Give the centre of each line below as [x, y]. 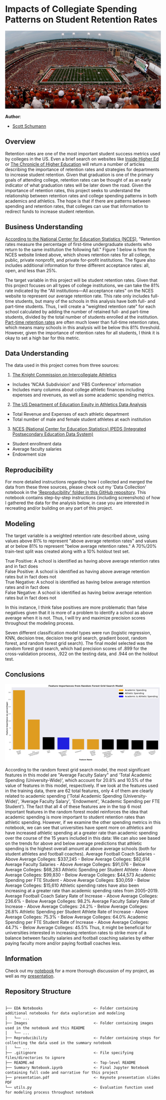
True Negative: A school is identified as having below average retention [78, 582]
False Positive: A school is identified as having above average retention [77, 572]
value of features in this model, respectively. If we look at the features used [82, 785]
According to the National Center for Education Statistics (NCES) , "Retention [83, 239]
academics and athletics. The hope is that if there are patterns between [78, 201]
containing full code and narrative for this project [62, 1073]
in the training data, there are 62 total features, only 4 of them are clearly [79, 791]
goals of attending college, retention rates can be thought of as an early [78, 180]
